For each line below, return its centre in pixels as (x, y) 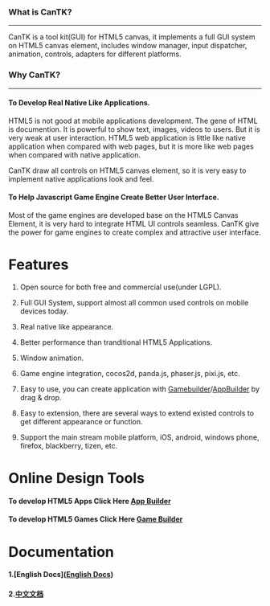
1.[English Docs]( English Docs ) (61, 575)
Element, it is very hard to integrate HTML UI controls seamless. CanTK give (134, 224)
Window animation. (52, 358)
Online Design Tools (76, 479)
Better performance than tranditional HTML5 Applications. (116, 342)
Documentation (61, 552)
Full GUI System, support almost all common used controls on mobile (134, 302)
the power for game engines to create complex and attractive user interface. (135, 232)
